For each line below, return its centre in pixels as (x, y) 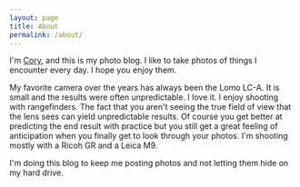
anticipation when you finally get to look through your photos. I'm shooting (149, 136)
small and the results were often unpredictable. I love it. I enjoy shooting (144, 97)
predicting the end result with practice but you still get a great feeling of (144, 126)
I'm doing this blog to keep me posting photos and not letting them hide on (149, 163)
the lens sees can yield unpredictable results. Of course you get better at (146, 117)
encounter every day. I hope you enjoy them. (93, 70)
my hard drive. (36, 172)
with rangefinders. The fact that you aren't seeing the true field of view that (150, 107)
